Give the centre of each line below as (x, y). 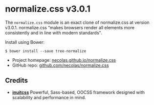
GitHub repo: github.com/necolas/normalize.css (60, 65)
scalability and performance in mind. (49, 97)
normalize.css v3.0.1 (48, 9)
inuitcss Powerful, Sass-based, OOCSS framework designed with (78, 92)
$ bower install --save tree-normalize (46, 51)
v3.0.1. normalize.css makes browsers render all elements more (70, 27)
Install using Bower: (25, 42)
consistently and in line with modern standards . (54, 33)
